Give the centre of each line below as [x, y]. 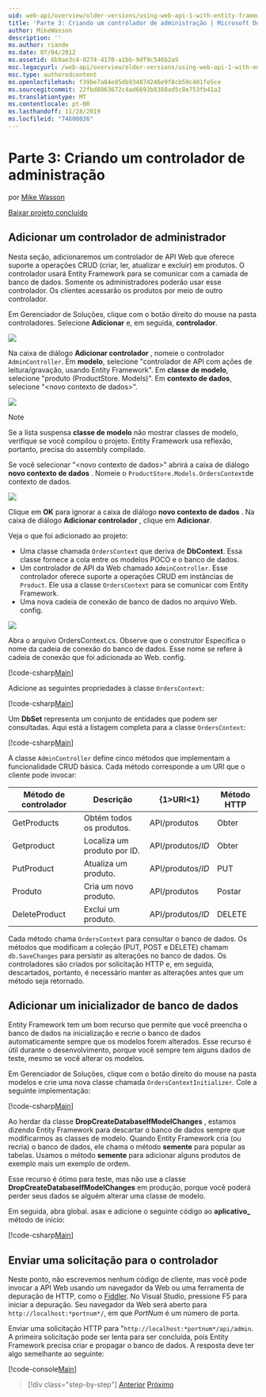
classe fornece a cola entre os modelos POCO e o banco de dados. [129, 559]
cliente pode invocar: [43, 774]
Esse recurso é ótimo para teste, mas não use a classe [97, 1179]
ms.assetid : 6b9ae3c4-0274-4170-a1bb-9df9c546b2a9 [93, 60]
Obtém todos [108, 817]
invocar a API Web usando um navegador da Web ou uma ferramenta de [126, 1288]
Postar [229, 891]
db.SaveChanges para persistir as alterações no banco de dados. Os [118, 955]
